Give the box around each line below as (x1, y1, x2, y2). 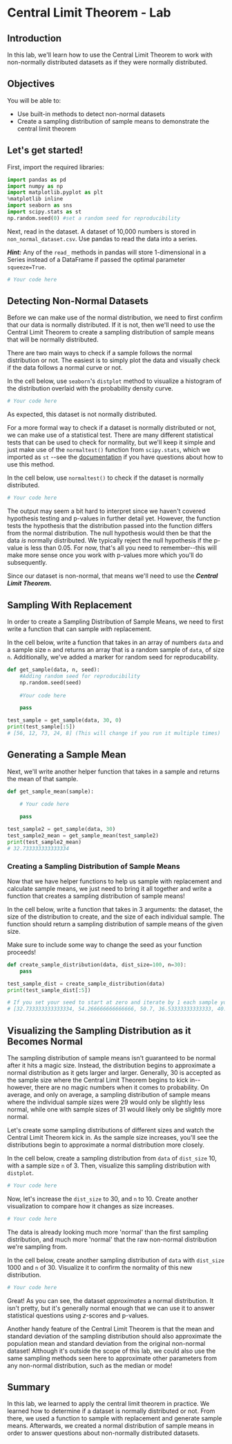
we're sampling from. (7, 1242, 68, 1250)
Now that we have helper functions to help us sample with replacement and (7, 876, 222, 885)
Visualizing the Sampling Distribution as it (7, 1024, 191, 1036)
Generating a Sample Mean (7, 749, 126, 761)
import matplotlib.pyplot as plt (7, 189, 104, 196)
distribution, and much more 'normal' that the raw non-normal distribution (7, 1235, 217, 1244)
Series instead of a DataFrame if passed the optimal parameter (7, 255, 186, 263)
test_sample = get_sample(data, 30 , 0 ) (7, 717, 122, 724)
